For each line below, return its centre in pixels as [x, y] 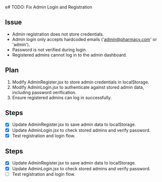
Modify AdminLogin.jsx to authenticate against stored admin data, [78, 87]
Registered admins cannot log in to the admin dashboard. [70, 55]
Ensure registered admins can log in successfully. [62, 98]
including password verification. [44, 92]
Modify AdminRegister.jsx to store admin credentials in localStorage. [81, 82]
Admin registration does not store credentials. [58, 34]
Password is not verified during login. [49, 50]
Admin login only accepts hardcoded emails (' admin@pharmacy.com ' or [84, 39]
